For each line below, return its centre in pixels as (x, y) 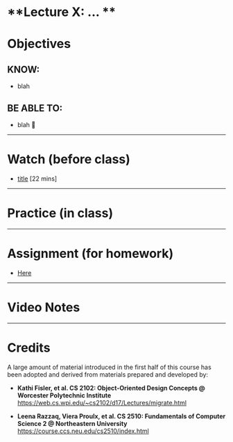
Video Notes (44, 307)
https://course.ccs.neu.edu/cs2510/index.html (83, 431)
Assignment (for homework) (90, 254)
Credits (29, 347)
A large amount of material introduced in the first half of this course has (109, 367)
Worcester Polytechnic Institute (64, 395)
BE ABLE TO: (35, 108)
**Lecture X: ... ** (62, 12)
